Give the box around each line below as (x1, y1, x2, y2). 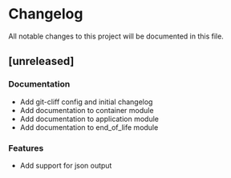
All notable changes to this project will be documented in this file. (8, 31, 225, 41)
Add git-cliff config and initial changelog (19, 97, 153, 107)
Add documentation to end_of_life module (19, 122, 159, 132)
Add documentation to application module (19, 114, 159, 123)
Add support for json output (19, 160, 112, 170)
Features (8, 142, 44, 153)
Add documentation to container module (19, 105, 154, 115)
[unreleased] (8, 55, 75, 68)
